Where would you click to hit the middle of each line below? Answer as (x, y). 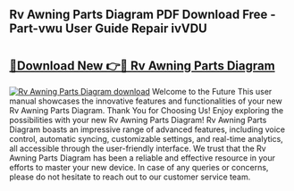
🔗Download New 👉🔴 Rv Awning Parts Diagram (142, 66)
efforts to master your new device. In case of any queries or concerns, (139, 167)
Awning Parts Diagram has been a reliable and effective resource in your (142, 158)
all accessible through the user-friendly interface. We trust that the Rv (138, 148)
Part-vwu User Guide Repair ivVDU (108, 29)
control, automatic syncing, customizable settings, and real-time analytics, (146, 139)
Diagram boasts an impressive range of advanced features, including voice (147, 129)
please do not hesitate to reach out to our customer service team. (130, 177)
